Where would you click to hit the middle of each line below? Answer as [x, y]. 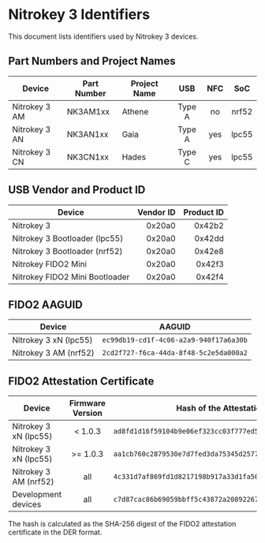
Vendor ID [157, 212]
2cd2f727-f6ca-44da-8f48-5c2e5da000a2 [175, 353]
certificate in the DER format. [55, 532]
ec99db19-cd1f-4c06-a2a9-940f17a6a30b [175, 340]
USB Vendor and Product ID [77, 190]
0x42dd [209, 238]
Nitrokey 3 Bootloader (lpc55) [68, 238]
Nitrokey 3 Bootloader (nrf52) [67, 251]
